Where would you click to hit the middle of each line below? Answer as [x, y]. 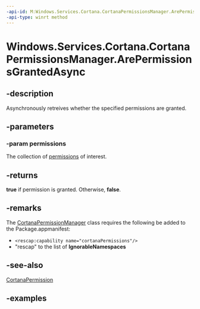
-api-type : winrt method [37, 17]
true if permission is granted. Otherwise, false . [63, 190]
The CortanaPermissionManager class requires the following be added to [96, 222]
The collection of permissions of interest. [57, 157]
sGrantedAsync [46, 72]
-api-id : [17, 12]
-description [30, 94]
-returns [22, 175]
